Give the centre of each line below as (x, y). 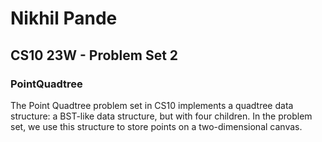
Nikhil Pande (64, 18)
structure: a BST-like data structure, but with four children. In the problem (161, 116)
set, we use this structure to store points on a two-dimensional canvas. (156, 126)
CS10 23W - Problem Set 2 (94, 55)
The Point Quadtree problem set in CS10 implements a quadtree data (152, 105)
